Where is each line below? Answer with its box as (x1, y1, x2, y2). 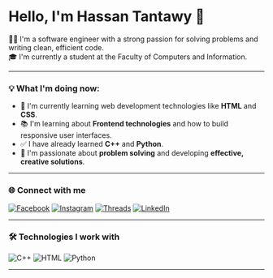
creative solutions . (19, 157, 85, 167)
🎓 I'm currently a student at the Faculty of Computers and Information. (8, 52, 248, 62)
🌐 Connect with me (8, 185, 86, 196)
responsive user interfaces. (19, 130, 112, 140)
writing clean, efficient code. (8, 42, 104, 52)
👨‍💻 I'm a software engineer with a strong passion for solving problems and (8, 34, 258, 44)
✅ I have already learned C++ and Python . (19, 139, 164, 149)
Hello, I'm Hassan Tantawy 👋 (8, 7, 206, 26)
